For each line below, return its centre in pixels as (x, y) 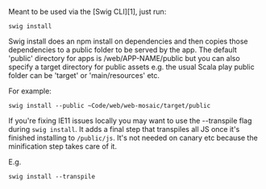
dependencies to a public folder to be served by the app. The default (123, 50)
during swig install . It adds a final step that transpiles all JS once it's (124, 129)
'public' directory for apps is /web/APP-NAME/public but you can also (124, 58)
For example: (30, 91)
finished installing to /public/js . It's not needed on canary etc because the (133, 138)
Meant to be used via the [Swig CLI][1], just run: (87, 12)
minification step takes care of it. (62, 146)
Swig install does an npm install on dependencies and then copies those (128, 41)
